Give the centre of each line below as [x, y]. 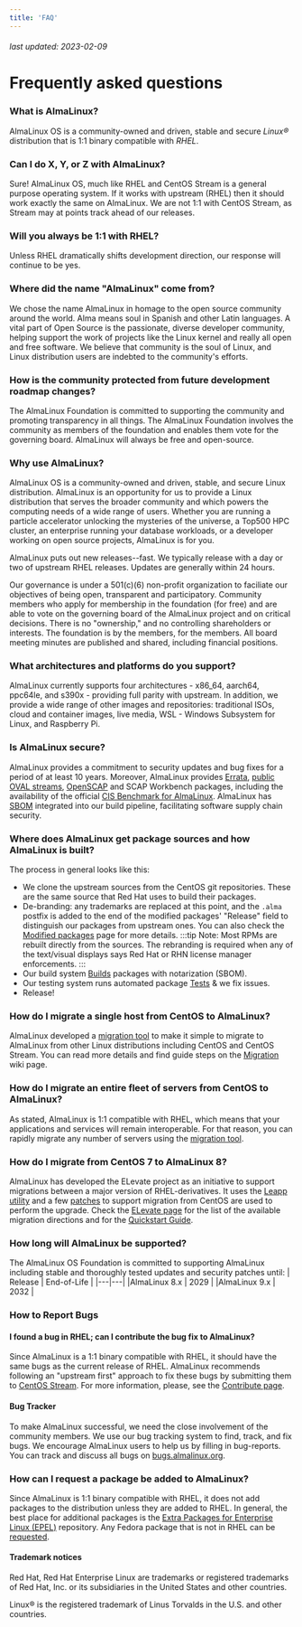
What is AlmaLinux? [54, 111]
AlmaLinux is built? [52, 850]
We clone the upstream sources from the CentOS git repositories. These [156, 888]
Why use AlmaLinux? [57, 463]
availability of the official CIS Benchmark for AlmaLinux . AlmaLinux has [141, 795]
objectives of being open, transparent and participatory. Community [136, 595]
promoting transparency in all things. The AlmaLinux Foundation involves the [151, 420]
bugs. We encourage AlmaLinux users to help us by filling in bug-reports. [145, 1445]
